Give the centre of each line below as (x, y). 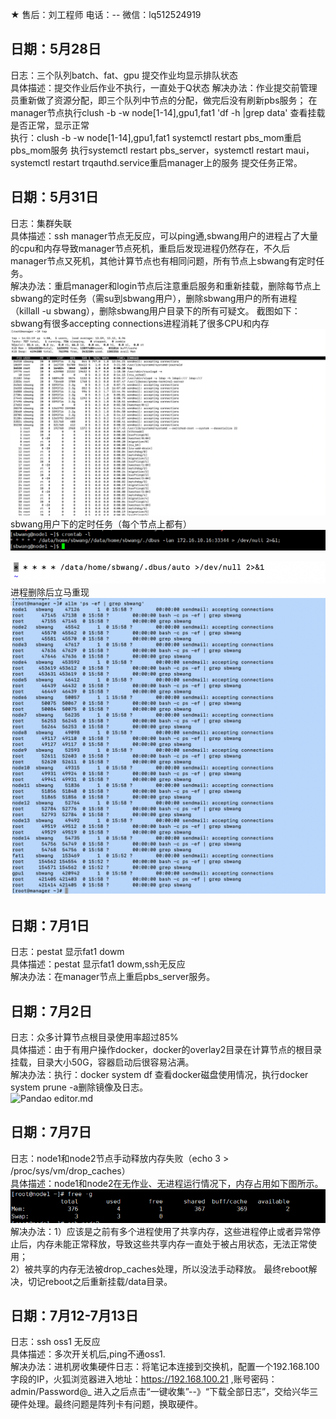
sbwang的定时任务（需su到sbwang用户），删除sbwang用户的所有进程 (154, 298)
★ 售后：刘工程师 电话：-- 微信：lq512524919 (106, 14)
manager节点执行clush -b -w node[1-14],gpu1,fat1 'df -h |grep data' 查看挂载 (168, 112)
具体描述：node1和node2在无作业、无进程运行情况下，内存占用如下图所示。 (167, 1183)
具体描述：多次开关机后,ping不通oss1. (88, 1354)
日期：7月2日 (51, 1011)
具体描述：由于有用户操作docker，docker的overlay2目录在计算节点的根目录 (166, 1049)
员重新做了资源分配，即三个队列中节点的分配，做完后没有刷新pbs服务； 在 (164, 100)
